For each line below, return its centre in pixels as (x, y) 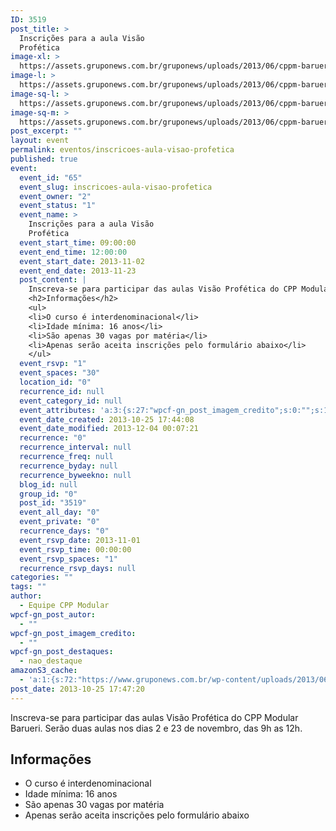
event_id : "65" (51, 177)
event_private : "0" (60, 522)
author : (26, 596)
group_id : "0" (48, 494)
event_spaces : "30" (60, 373)
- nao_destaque (51, 661)
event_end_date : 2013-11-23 (78, 271)
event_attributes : (58, 410)
